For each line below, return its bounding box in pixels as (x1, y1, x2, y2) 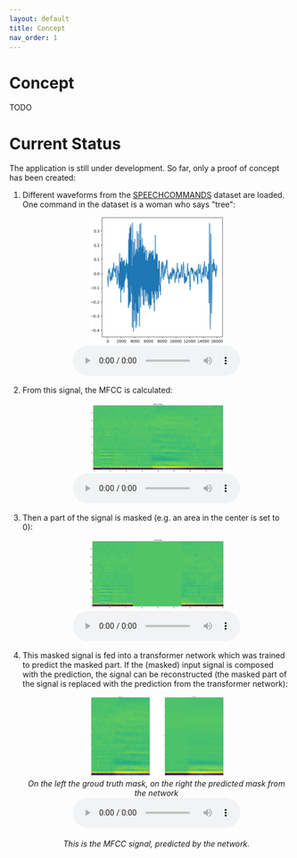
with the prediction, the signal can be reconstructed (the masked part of (21, 669, 287, 680)
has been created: (9, 172, 76, 183)
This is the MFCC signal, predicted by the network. (62, 838, 250, 849)
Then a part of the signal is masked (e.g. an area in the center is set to (21, 512, 280, 523)
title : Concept (9, 23, 66, 33)
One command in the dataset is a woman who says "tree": (21, 199, 236, 210)
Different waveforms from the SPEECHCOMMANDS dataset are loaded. (21, 190, 285, 201)
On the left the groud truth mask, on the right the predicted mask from (28, 778, 285, 788)
